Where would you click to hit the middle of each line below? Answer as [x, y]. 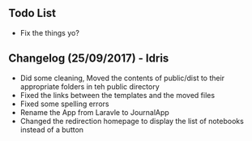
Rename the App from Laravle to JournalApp [95, 112]
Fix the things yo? [49, 32]
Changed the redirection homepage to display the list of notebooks [132, 121]
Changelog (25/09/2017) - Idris [89, 59]
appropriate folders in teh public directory [90, 86]
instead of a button [51, 130]
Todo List [32, 13]
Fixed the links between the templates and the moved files [117, 95]
